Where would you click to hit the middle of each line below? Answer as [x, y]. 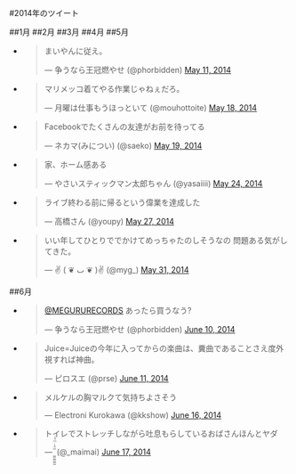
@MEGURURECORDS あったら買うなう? [118, 311]
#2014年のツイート [44, 13]
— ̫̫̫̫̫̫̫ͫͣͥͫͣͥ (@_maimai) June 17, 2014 [97, 452]
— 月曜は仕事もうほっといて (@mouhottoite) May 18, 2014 [151, 108]
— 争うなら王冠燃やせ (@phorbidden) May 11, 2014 [137, 70]
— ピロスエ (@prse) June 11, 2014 [106, 378]
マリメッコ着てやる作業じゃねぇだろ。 [114, 89]
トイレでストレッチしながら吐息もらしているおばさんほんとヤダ [161, 433]
